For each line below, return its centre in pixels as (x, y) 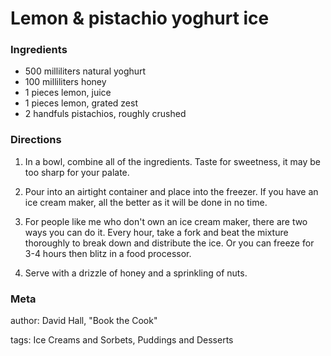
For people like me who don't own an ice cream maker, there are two (166, 221)
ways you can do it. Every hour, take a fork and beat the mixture (156, 232)
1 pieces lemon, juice (68, 93)
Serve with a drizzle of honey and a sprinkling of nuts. (136, 273)
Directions (36, 140)
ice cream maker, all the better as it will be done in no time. (146, 202)
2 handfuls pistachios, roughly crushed (105, 114)
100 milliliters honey (65, 82)
